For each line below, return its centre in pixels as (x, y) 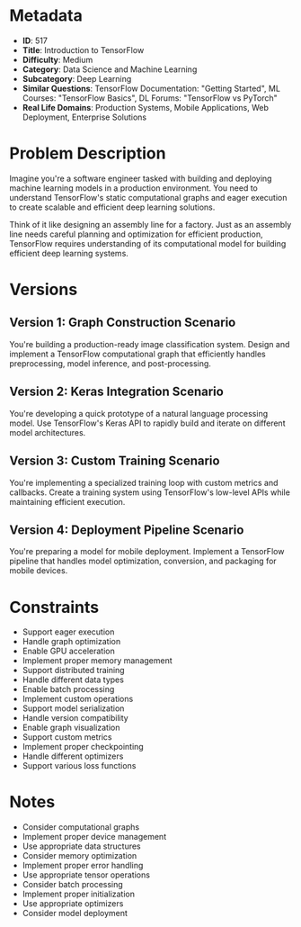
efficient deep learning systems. (69, 253)
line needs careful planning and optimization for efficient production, (136, 234)
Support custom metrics (67, 737)
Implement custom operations (78, 699)
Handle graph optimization (71, 642)
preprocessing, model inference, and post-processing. (110, 363)
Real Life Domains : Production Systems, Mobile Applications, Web (146, 107)
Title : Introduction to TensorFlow (83, 49)
